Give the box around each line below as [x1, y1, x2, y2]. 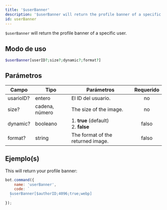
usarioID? [7, 95, 30, 102]
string [35, 134, 49, 141]
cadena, [35, 103, 54, 109]
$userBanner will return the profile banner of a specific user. [5, 30, 127, 36]
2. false [71, 123, 89, 130]
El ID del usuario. [71, 95, 111, 102]
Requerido [134, 86, 160, 93]
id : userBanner [5, 16, 37, 21]
